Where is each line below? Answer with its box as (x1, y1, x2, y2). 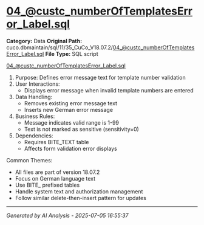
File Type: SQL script (45, 50, 98, 57)
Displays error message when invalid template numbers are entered (24, 86, 194, 94)
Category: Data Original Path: (6, 37, 83, 44)
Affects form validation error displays (24, 145, 117, 152)
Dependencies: (15, 132, 53, 139)
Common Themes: (6, 156, 53, 164)
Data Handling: (15, 93, 53, 100)
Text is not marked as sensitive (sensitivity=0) (24, 125, 140, 133)
